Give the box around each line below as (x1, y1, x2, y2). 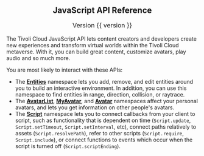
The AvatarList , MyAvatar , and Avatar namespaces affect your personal (15, 97, 198, 104)
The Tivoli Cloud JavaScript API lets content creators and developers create (6, 35, 197, 42)
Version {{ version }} (72, 21, 133, 30)
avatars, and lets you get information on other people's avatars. (15, 104, 175, 111)
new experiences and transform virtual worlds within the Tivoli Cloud (6, 41, 179, 49)
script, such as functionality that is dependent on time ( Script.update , (15, 117, 191, 124)
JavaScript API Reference (52, 5, 152, 15)
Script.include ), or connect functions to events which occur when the (15, 136, 193, 143)
